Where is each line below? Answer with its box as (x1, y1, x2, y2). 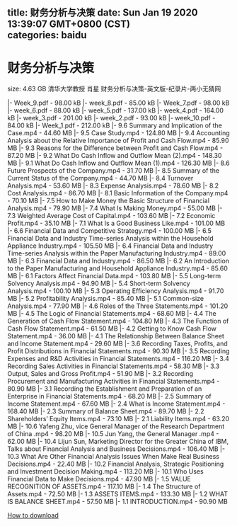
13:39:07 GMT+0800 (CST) (7, 18, 131, 30)
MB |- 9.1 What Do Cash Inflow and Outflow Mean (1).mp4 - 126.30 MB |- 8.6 (7, 159, 230, 168)
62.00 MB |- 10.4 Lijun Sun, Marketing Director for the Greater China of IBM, (7, 438, 229, 446)
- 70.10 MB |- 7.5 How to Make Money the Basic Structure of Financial (7, 197, 210, 205)
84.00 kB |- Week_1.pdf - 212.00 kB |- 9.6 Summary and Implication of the (7, 121, 223, 130)
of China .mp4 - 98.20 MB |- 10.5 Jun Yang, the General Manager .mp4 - (7, 430, 219, 438)
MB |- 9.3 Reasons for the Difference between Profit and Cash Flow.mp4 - (7, 144, 224, 152)
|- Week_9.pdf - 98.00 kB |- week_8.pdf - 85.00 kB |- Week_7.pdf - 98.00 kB (7, 98, 230, 108)
